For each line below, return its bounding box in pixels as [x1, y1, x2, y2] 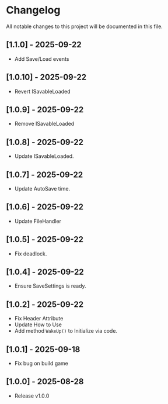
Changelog [6, 4, 61, 17]
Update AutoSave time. [14, 185, 71, 192]
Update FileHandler [14, 217, 61, 225]
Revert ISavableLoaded [14, 88, 71, 95]
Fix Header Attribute [14, 315, 64, 322]
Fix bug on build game [14, 360, 69, 367]
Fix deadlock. [14, 250, 47, 257]
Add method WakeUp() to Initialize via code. [14, 327, 118, 334]
